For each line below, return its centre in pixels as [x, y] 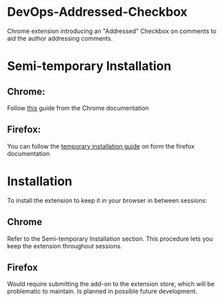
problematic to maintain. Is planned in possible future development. [102, 291]
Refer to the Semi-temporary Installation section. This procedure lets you [110, 239]
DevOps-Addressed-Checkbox [97, 12]
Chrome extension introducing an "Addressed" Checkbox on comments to [112, 31]
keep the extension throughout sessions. [64, 246]
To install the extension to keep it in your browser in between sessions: [107, 200]
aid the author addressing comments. [60, 38]
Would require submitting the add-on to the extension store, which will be [111, 284]
